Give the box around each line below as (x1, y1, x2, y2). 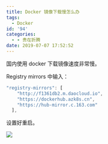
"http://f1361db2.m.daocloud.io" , (17, 90, 103, 97)
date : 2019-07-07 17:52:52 (6, 43, 74, 49)
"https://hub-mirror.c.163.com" (17, 102, 98, 108)
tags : (6, 15, 20, 21)
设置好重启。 (6, 119, 38, 126)
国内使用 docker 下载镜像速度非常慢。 (6, 60, 100, 67)
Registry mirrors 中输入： (6, 73, 69, 80)
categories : (6, 31, 36, 38)
